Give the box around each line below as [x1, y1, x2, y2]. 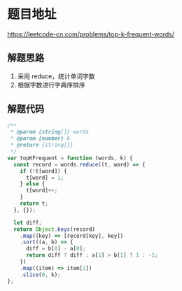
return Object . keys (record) [13, 225, 96, 233]
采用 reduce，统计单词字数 [17, 71, 95, 80]
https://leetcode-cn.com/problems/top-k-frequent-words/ [7, 29, 175, 38]
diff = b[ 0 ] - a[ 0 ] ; [25, 246, 86, 253]
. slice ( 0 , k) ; [20, 271, 61, 278]
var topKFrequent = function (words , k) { [7, 155, 133, 162]
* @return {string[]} [10, 141, 73, 149]
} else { [20, 180, 45, 187]
